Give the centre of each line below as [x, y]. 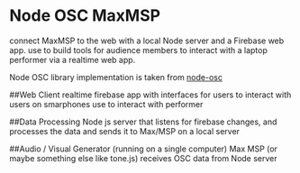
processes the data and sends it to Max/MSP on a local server [125, 131]
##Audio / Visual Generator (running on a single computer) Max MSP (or [143, 149]
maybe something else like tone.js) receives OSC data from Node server [143, 158]
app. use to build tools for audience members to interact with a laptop [139, 50]
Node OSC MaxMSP [85, 16]
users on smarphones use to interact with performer [106, 104]
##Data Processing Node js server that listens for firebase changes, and [143, 122]
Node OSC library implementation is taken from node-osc [116, 77]
